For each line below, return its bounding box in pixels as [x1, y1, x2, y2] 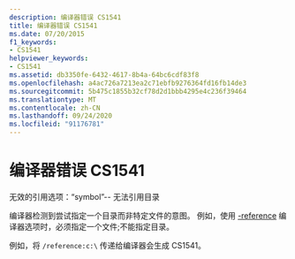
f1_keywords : [9, 37, 57, 47]
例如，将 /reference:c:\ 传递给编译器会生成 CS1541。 [9, 240, 206, 250]
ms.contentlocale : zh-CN [9, 103, 101, 112]
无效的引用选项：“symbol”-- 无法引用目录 [9, 191, 161, 202]
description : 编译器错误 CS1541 [9, 12, 122, 22]
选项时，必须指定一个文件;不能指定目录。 [24, 221, 175, 232]
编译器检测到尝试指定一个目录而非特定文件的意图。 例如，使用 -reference [9, 209, 277, 221]
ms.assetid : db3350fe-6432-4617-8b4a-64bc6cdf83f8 [9, 71, 200, 80]
